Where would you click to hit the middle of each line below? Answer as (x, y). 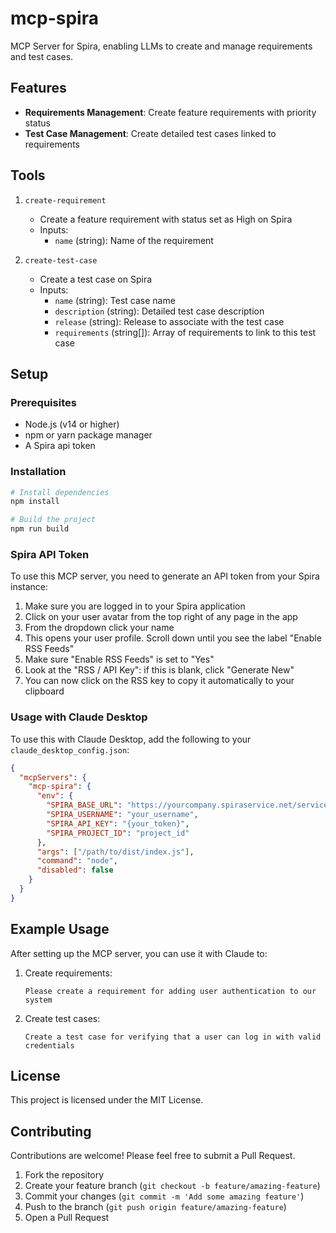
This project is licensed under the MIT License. (107, 1100)
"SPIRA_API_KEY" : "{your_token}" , (118, 823)
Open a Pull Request (67, 1218)
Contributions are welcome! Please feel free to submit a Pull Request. (153, 1156)
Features (38, 88)
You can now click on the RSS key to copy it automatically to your (159, 681)
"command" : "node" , (77, 861)
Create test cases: (62, 1018)
